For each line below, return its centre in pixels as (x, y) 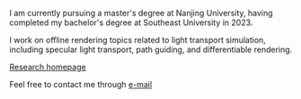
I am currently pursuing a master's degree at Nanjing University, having (141, 13)
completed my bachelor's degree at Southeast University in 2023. (131, 22)
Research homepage (48, 67)
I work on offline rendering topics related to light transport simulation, (138, 40)
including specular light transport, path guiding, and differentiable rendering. (151, 49)
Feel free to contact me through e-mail (81, 84)
